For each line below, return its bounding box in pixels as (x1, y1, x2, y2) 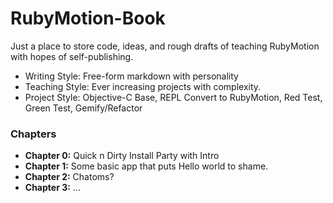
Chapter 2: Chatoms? (24, 171, 115, 183)
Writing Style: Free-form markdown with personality (24, 70, 239, 82)
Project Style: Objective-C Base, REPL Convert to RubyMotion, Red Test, (24, 91, 323, 103)
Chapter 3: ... (24, 182, 81, 194)
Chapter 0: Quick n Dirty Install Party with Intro (24, 150, 220, 162)
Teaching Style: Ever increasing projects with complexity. (24, 80, 262, 92)
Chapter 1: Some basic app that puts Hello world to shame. (24, 160, 269, 172)
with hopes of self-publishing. (10, 50, 134, 62)
